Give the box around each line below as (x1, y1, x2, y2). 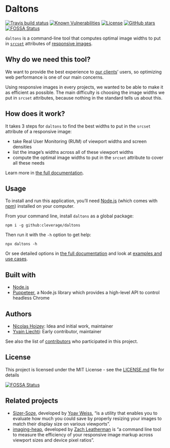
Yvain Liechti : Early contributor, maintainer (12, 329, 101, 334)
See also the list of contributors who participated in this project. (5, 338, 139, 344)
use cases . (5, 256, 28, 262)
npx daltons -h (5, 242, 38, 247)
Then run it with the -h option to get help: (5, 232, 91, 238)
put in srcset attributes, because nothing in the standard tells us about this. (5, 94, 163, 101)
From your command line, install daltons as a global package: (5, 213, 134, 219)
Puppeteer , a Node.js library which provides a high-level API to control (12, 290, 160, 296)
